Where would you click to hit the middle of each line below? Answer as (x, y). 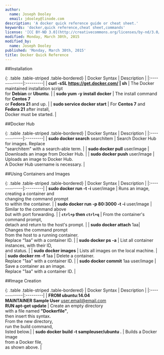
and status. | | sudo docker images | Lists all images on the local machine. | (81, 251)
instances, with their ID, (29, 246)
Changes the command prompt (36, 230)
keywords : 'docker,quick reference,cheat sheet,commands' (65, 28)
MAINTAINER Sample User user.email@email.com (56, 301)
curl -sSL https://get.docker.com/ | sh (88, 83)
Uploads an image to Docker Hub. (39, 159)
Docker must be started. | (31, 115)
